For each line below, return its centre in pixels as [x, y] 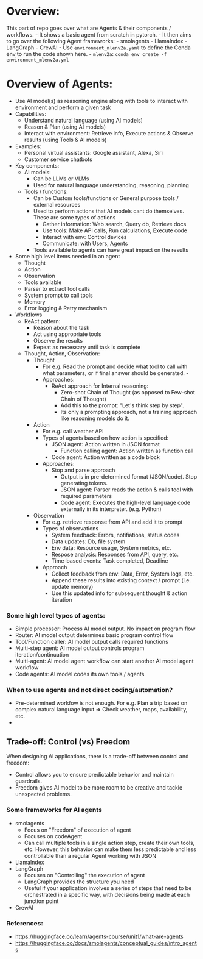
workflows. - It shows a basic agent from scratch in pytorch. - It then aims [99, 34]
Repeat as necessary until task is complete [87, 347]
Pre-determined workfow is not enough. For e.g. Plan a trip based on [101, 703]
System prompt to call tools [58, 295]
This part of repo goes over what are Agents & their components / [89, 28]
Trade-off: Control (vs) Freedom [68, 742]
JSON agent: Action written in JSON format [105, 444]
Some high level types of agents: [56, 615]
